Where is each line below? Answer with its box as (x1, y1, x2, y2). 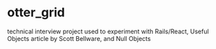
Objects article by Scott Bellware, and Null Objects (7, 34, 151, 42)
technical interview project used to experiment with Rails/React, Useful (7, 27, 209, 35)
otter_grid (7, 5, 65, 20)
